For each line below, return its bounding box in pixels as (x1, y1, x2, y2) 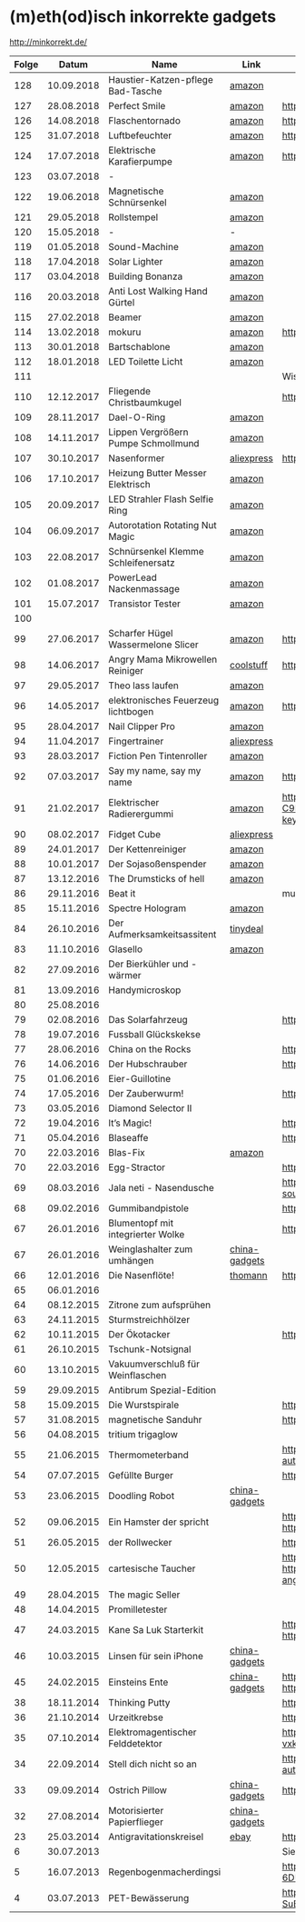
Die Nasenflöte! (108, 1268, 175, 1281)
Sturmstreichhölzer (108, 1313, 191, 1326)
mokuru (108, 325, 142, 338)
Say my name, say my (108, 764, 202, 776)
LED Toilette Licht (108, 355, 183, 367)
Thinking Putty (108, 1696, 171, 1708)
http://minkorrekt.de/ (9, 36, 88, 47)
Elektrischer (108, 796, 160, 808)
